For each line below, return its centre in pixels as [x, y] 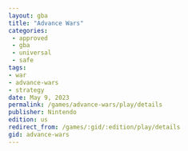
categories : [28, 30]
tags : [17, 68]
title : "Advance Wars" [46, 23]
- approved [30, 38]
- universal [32, 53]
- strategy [26, 90]
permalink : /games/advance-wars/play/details [85, 105]
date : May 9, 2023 [39, 97]
